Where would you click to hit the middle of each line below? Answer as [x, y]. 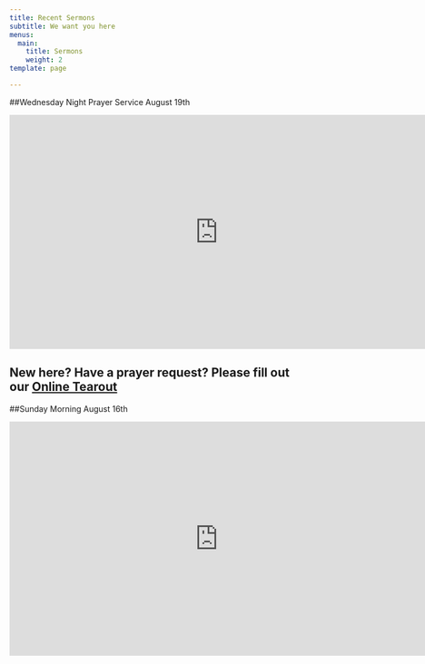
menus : [22, 34]
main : [28, 43]
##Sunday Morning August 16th [69, 408]
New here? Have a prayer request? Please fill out [150, 373]
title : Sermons [54, 52]
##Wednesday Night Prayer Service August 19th [100, 102]
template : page [38, 69]
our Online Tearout [64, 387]
